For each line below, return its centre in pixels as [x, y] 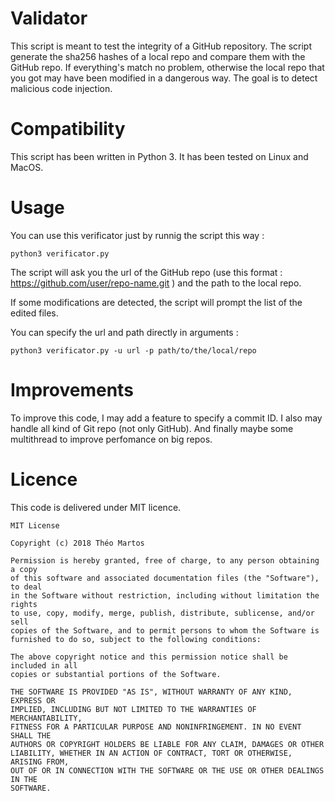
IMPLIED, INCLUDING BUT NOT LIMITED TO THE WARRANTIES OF [133, 709]
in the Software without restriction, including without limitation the [165, 595]
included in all [44, 665]
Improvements [72, 390]
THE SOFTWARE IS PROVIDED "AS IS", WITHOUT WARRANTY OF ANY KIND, [151, 692]
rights [24, 604]
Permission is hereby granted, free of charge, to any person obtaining [165, 560]
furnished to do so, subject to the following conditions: [136, 639]
